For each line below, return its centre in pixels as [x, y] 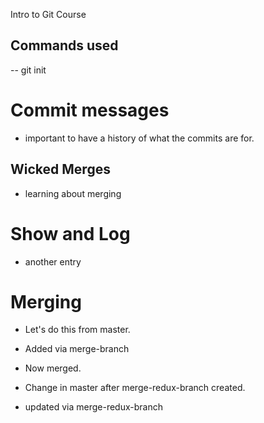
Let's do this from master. [77, 330]
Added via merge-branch [77, 349]
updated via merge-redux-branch [93, 407]
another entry [53, 261]
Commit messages [90, 110]
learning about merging [73, 193]
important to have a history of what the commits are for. [139, 138]
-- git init [28, 70]
